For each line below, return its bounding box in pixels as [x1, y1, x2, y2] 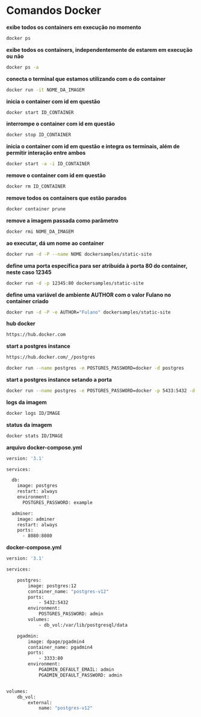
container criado [6, 297, 49, 305]
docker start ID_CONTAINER [6, 109, 74, 115]
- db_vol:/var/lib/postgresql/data [38, 622, 128, 628]
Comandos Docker [6, 4, 101, 17]
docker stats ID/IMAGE [6, 432, 63, 439]
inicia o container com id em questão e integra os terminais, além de [6, 143, 180, 150]
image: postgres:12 [28, 583, 77, 589]
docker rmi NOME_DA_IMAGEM [6, 229, 74, 235]
